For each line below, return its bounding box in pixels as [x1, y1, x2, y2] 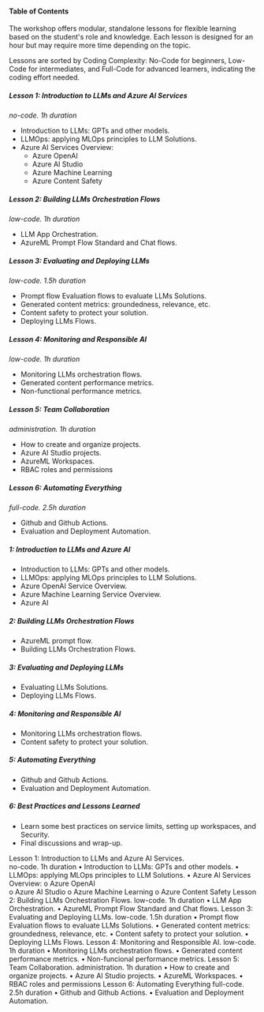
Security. [20, 830, 50, 839]
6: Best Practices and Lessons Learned [9, 801, 140, 811]
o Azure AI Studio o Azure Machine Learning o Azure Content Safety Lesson [9, 886, 257, 896]
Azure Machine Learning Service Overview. [20, 589, 162, 599]
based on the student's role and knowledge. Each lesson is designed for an [9, 32, 254, 42]
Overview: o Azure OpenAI [9, 879, 95, 888]
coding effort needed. [9, 73, 80, 82]
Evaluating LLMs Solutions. [20, 682, 109, 692]
